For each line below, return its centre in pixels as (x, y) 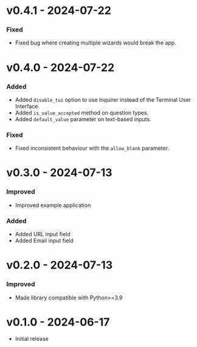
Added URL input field (43, 234)
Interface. (27, 106)
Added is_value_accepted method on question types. (82, 113)
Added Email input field (44, 240)
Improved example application (53, 205)
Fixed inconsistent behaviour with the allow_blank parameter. (92, 148)
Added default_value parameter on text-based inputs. (83, 119)
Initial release (32, 339)
